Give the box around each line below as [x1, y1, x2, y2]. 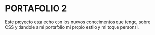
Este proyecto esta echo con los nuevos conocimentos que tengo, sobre [5, 19, 151, 25]
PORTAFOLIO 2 [5, 3, 67, 14]
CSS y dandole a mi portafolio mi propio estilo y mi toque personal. [5, 24, 139, 30]
